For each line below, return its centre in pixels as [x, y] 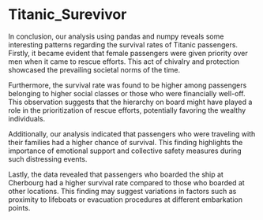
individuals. [27, 118]
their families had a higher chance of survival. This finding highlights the [126, 142]
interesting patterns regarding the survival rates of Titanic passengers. [123, 44]
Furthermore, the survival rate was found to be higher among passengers [128, 85]
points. [19, 207]
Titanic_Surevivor [68, 15]
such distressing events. [48, 158]
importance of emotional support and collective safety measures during [125, 151]
